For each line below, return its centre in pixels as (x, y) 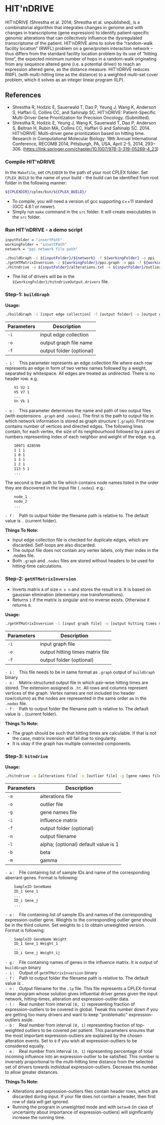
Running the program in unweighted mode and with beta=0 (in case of (82, 1107)
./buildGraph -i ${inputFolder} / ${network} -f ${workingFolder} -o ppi (80, 258)
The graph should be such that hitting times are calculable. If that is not (84, 733)
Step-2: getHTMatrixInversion (41, 579)
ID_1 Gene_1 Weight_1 (36, 944)
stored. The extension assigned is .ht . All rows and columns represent (76, 688)
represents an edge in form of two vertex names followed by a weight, (76, 368)
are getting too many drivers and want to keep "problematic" (66, 1015)
